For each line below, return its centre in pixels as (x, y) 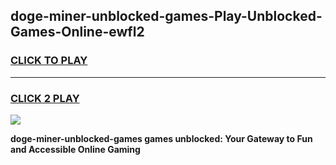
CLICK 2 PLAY (45, 98)
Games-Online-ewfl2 (77, 32)
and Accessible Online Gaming (75, 149)
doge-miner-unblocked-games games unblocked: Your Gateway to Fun (161, 138)
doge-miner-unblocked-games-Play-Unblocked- (166, 16)
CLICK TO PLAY (49, 61)
